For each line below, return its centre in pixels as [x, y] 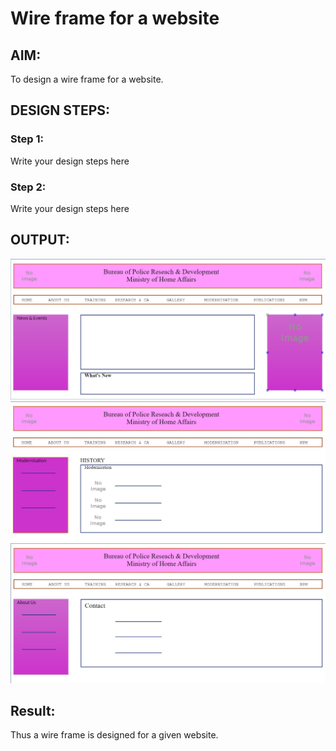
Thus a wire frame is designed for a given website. [114, 735]
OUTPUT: [40, 240]
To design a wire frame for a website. [87, 79]
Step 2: [28, 187]
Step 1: [27, 139]
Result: [33, 710]
